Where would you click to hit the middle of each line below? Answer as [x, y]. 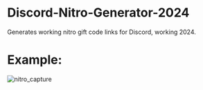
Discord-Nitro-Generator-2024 [98, 13]
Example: [35, 60]
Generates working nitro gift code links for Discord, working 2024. [101, 32]
